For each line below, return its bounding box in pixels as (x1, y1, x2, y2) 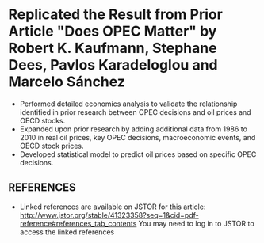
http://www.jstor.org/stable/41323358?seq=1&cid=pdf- (19, 210, 200, 219)
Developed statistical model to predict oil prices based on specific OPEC (19, 149, 257, 159)
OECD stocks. (19, 116, 66, 125)
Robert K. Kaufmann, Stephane (8, 40, 217, 57)
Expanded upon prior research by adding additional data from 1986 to (19, 124, 248, 134)
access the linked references (19, 227, 115, 237)
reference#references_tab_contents (19, 218, 137, 228)
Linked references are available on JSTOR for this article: (19, 202, 206, 211)
